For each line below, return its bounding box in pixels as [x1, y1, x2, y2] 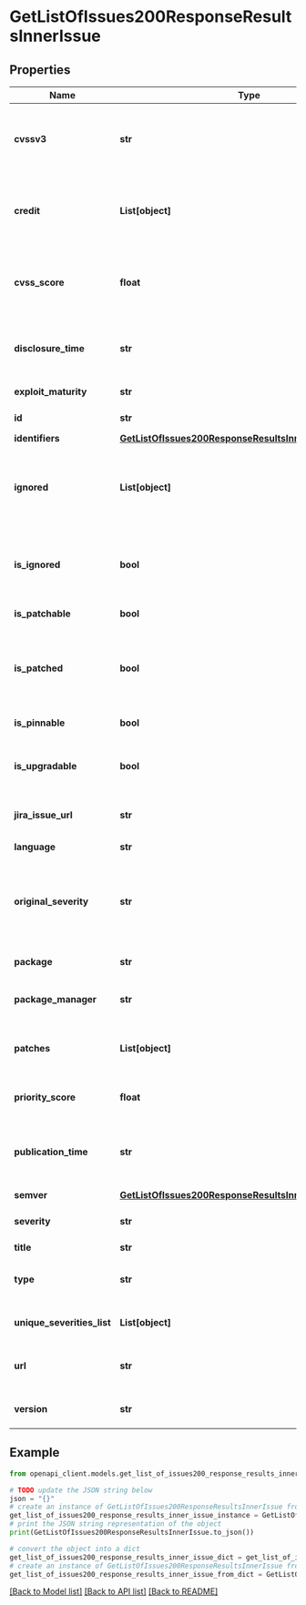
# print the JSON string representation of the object [9, 1519, 222, 1529]
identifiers [14, 432, 60, 444]
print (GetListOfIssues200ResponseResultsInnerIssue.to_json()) [9, 1528, 255, 1538]
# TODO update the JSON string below [9, 1486, 153, 1495]
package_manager [14, 993, 97, 1005]
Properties [9, 62, 71, 77]
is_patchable [14, 607, 71, 620]
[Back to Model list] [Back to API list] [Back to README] [9, 1586, 219, 1597]
